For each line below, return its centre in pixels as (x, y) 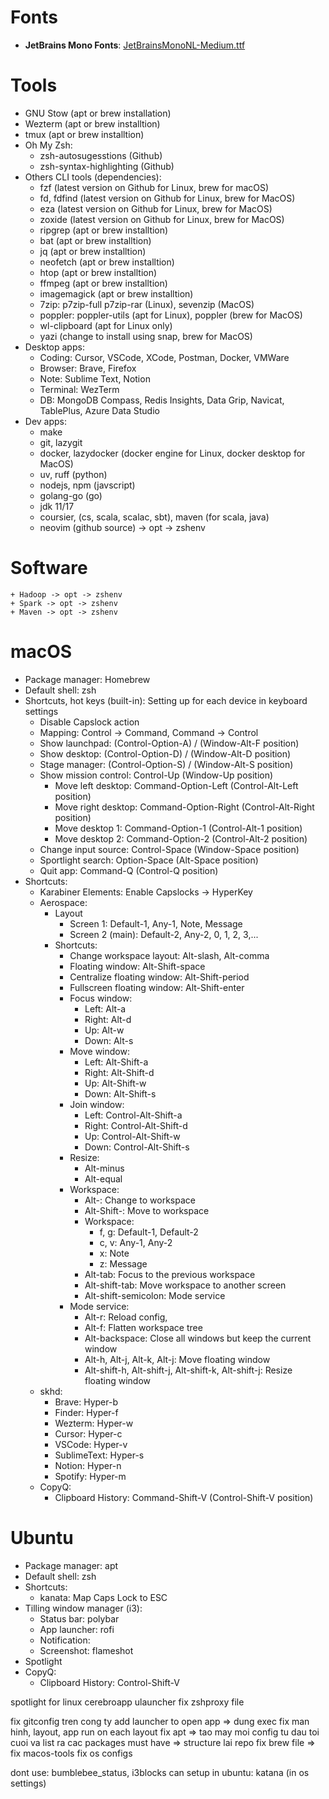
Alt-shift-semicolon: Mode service (155, 1295)
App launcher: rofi (77, 1629)
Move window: (99, 1051)
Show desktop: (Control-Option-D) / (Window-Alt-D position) (165, 753)
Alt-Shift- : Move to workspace (147, 1210)
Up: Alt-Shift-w (115, 1083)
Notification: (65, 1640)
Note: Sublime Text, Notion (95, 378)
